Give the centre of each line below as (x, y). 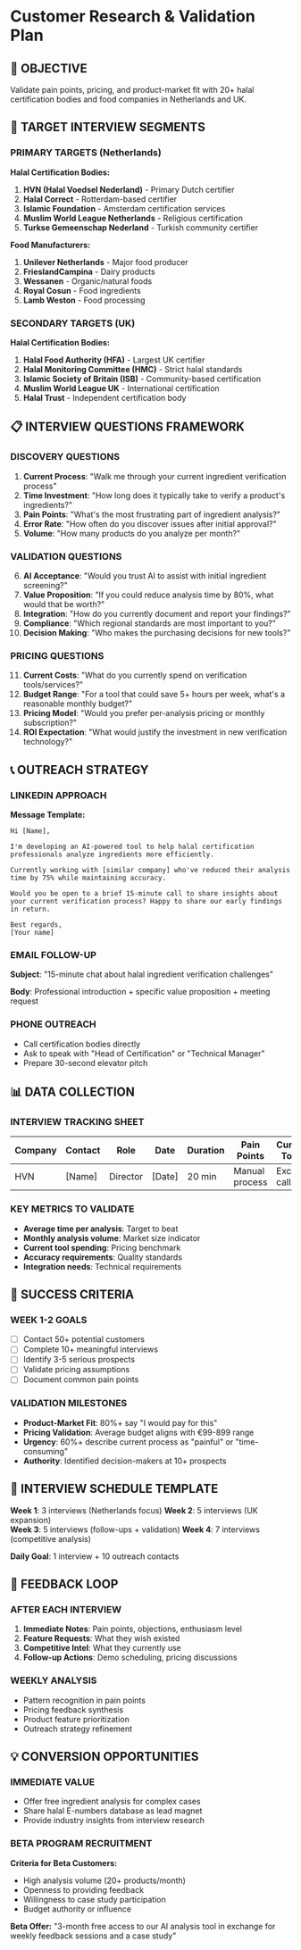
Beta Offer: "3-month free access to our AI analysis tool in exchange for (143, 1926)
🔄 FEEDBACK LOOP (64, 1584)
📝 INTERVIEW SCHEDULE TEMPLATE (114, 1489)
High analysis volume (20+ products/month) (105, 1880)
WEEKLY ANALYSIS (54, 1680)
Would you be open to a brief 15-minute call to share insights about (144, 893)
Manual (249, 1171)
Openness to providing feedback (84, 1889)
